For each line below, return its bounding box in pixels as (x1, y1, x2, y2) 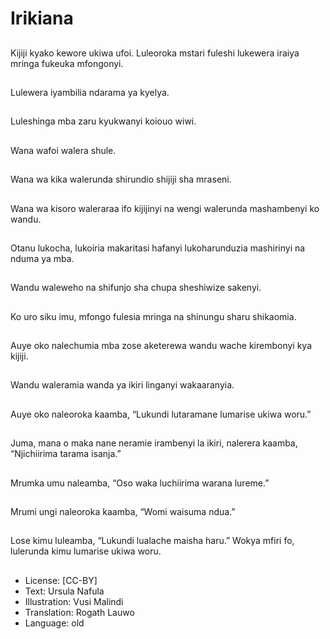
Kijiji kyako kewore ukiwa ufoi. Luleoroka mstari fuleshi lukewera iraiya (10, 47, 300, 59)
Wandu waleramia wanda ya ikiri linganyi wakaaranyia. (10, 379, 235, 391)
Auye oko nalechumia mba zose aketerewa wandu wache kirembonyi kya (10, 340, 312, 352)
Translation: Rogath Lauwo (24, 606, 135, 618)
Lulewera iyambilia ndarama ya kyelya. (10, 86, 170, 98)
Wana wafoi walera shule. (10, 144, 117, 156)
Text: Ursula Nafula (24, 585, 105, 597)
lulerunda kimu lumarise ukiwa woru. (10, 545, 162, 557)
